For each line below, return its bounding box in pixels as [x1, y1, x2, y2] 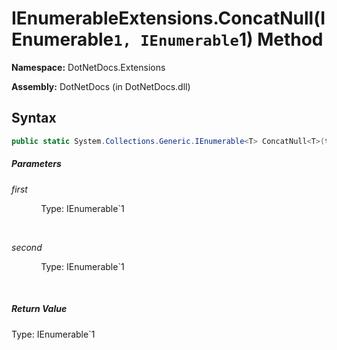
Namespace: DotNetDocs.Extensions [11, 61, 166, 73]
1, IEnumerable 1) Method [113, 28, 324, 51]
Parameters [11, 158, 62, 170]
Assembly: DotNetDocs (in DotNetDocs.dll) [11, 80, 191, 92]
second [11, 241, 43, 253]
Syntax [11, 110, 57, 127]
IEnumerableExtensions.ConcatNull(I [11, 7, 326, 30]
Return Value [11, 303, 68, 315]
